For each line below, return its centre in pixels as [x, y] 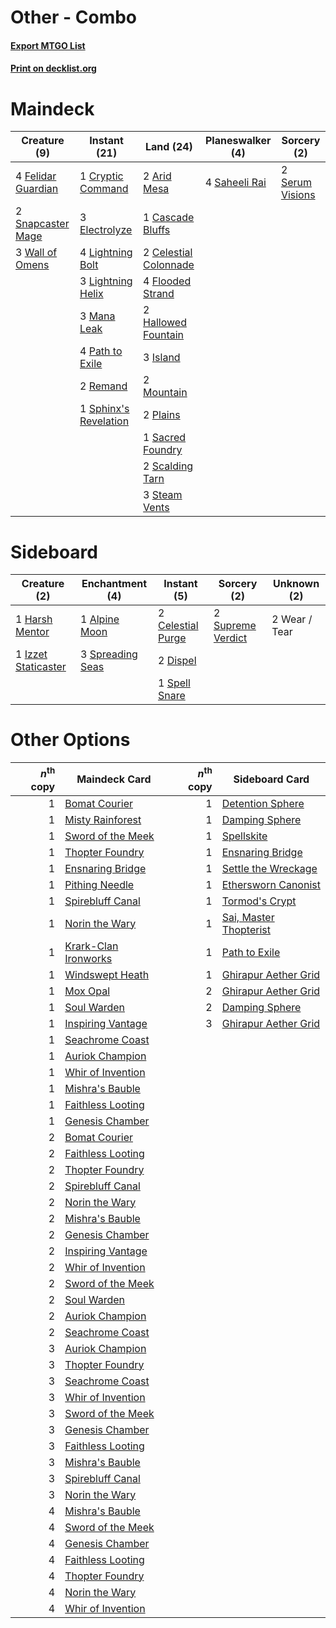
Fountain [164, 335]
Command [104, 189]
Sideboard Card [271, 779]
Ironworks [88, 958]
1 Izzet [31, 654]
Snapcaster [42, 224]
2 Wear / [292, 619]
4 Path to [101, 351]
